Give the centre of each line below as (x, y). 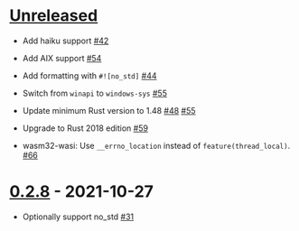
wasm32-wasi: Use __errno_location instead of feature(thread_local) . (156, 145)
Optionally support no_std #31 (78, 217)
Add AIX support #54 (62, 58)
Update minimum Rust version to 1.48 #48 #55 (109, 110)
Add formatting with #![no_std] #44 (89, 75)
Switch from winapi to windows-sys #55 (94, 93)
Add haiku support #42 (65, 41)
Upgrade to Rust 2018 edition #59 (85, 128)
